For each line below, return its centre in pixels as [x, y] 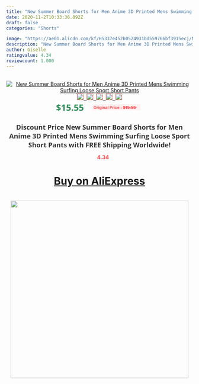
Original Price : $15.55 [115, 107]
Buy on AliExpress [99, 181]
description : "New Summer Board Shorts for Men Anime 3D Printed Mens [95, 44]
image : [14, 39]
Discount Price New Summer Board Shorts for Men [99, 127]
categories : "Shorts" [33, 28]
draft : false [22, 22]
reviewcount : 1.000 [30, 61]
